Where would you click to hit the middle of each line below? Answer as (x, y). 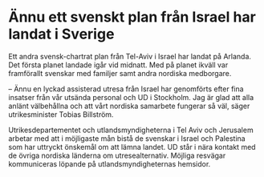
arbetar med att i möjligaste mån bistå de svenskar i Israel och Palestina (127, 138)
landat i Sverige (61, 34)
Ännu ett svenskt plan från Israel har (132, 17)
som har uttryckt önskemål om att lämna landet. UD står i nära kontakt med (132, 147)
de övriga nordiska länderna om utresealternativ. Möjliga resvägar (117, 155)
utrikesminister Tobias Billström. (61, 114)
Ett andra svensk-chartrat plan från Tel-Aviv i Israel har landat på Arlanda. (130, 56)
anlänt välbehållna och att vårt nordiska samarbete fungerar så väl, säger (129, 106)
